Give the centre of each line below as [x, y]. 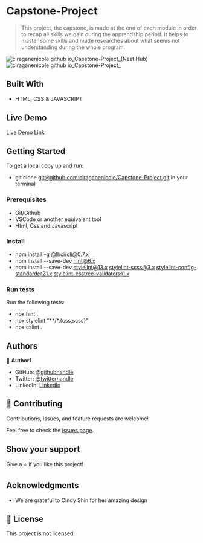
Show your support [43, 449]
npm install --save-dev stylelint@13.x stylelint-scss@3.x [85, 267]
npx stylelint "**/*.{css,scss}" [52, 321]
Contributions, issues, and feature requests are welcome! [78, 419]
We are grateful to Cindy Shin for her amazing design [81, 500]
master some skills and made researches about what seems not [100, 40]
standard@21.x [34, 274]
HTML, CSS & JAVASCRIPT [49, 98]
